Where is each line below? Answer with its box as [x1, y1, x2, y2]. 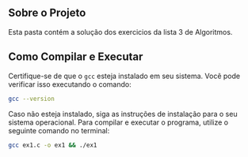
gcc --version [8, 95, 55, 103]
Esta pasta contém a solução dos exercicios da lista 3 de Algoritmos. [8, 27, 233, 36]
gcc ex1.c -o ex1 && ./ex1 [8, 141, 97, 149]
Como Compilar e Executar [8, 50, 143, 64]
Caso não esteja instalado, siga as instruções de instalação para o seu [8, 109, 238, 118]
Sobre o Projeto [8, 6, 86, 20]
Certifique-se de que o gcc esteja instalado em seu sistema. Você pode [8, 71, 240, 80]
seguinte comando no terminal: [8, 125, 110, 135]
